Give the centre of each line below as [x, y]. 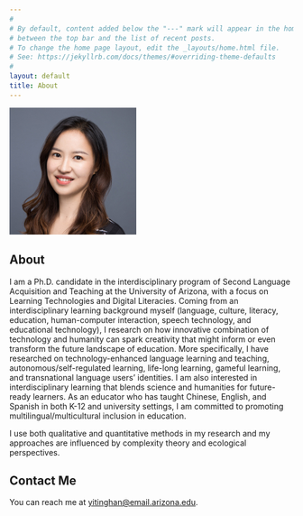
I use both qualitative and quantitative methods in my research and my [140, 433]
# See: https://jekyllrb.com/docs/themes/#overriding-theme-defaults [143, 57]
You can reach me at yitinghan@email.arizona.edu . [104, 502]
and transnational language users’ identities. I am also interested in [133, 377]
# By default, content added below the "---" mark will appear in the [145, 28]
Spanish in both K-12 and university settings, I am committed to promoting [147, 406]
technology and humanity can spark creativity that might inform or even [143, 339]
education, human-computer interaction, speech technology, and [130, 319]
